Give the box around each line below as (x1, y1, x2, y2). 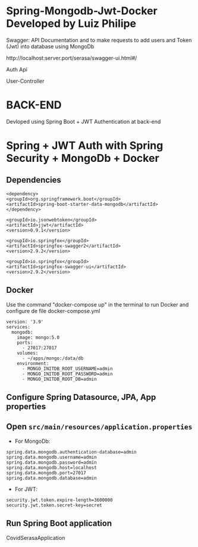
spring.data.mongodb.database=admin (6, 475, 97, 481)
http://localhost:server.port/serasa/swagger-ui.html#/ (6, 54, 137, 61)
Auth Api (6, 65, 28, 73)
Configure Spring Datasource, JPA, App (6, 392, 156, 402)
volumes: (17, 350, 39, 356)
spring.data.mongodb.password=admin (6, 460, 97, 465)
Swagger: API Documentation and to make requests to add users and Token (6, 36, 192, 43)
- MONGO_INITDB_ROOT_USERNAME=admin (21, 365, 113, 371)
